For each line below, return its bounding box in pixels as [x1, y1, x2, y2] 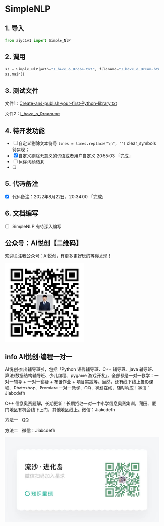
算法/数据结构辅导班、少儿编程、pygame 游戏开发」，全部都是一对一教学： [5, 373, 155, 379]
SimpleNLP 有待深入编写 [12, 223, 61, 229]
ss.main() [5, 72, 25, 77]
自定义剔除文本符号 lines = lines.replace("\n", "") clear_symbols [18, 140, 156, 146]
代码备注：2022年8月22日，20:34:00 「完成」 [12, 193, 106, 199]
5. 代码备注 [5, 180, 38, 188]
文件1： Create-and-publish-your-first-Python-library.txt [5, 100, 117, 106]
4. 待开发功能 [5, 126, 45, 135]
